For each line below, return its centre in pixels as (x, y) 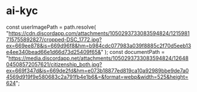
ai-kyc (22, 11)
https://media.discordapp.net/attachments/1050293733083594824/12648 (98, 58)
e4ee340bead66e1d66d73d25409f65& (54, 52)
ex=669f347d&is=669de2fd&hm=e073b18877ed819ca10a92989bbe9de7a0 (98, 70)
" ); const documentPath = (133, 52)
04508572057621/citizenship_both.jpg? (54, 64)
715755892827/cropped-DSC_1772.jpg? (54, 39)
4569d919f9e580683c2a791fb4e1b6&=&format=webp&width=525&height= (97, 77)
